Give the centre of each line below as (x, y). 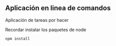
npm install (17, 39)
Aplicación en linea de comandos (58, 8)
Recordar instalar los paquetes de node (46, 30)
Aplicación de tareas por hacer (37, 20)
